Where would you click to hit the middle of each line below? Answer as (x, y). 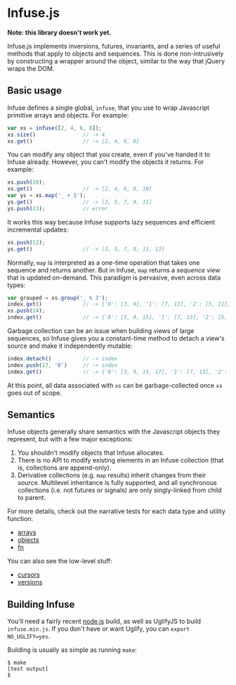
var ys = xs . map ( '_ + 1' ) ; (47, 196)
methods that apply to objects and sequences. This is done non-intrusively (116, 54)
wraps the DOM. (31, 68)
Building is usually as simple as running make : (72, 650)
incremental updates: (38, 230)
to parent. (32, 498)
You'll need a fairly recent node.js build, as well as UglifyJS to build (104, 622)
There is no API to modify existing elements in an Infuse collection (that (120, 460)
